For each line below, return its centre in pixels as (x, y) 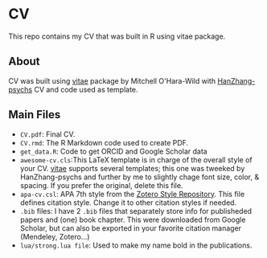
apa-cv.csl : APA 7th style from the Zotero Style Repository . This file (132, 194)
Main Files (35, 115)
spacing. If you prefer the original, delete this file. (101, 185)
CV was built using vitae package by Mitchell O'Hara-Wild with (112, 80)
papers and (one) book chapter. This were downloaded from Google (133, 219)
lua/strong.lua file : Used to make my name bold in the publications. (136, 245)
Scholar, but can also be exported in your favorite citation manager (131, 228)
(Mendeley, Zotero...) (55, 236)
